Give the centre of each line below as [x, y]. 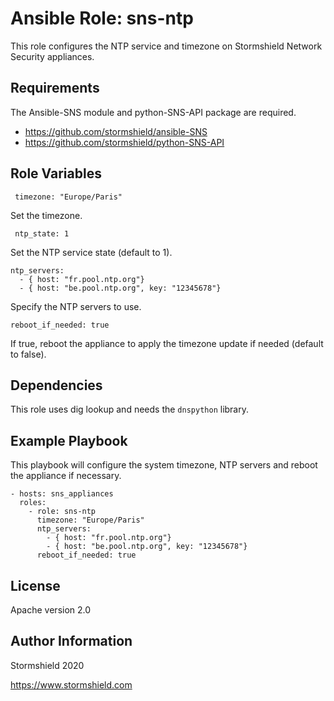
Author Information [71, 641]
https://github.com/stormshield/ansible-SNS [116, 131]
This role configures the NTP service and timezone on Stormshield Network [166, 46]
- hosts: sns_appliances [62, 494]
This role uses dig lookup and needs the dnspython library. [129, 409]
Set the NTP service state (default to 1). [91, 252]
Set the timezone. [46, 215]
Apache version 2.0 [51, 610]
